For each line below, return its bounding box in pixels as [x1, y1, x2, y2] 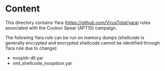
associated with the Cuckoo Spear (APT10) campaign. [5, 24, 117, 30]
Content [5, 3, 40, 14]
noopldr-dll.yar [12, 54, 44, 60]
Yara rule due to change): [5, 45, 58, 51]
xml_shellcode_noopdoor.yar [12, 60, 72, 66]
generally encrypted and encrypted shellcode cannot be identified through [5, 39, 160, 45]
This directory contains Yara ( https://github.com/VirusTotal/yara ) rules [5, 19, 151, 25]
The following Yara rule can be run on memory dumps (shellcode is [5, 34, 144, 40]
